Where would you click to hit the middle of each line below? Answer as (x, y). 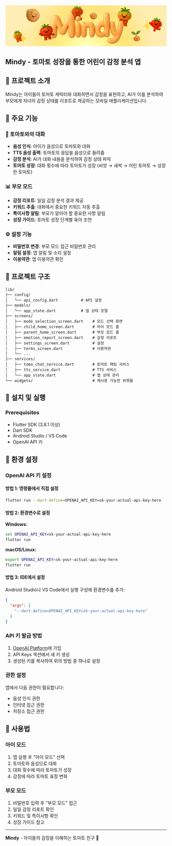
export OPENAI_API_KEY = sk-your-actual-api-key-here (61, 559)
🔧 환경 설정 (22, 459)
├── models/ (18, 305)
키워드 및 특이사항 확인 (35, 816)
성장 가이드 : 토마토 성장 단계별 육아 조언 (52, 220)
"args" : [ (20, 605)
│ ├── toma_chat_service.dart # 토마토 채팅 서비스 (68, 364)
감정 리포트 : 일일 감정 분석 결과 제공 (48, 200)
